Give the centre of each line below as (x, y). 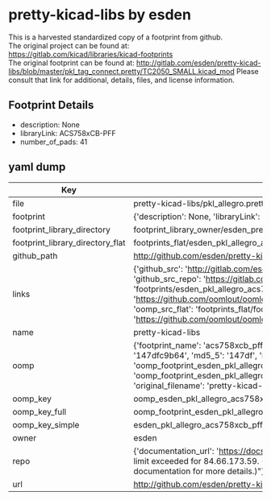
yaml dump (37, 167)
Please (248, 71)
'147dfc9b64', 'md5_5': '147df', (195, 355)
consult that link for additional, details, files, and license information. (122, 80)
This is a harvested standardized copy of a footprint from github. (116, 37)
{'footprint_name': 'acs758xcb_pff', (200, 345)
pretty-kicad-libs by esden (100, 15)
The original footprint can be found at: (71, 63)
